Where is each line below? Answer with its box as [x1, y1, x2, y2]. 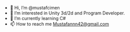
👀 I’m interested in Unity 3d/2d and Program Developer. [10, 10, 125, 16]
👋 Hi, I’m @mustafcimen [10, 5, 60, 10]
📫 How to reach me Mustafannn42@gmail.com [10, 21, 109, 27]
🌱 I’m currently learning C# [10, 15, 66, 21]
